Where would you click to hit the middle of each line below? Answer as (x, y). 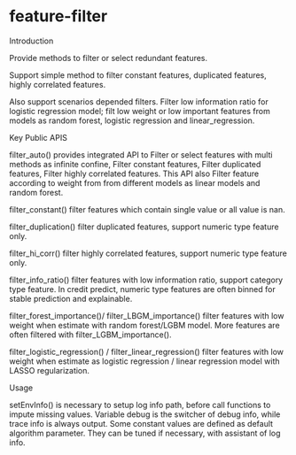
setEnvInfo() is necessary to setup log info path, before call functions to (140, 405)
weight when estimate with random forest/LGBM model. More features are (145, 325)
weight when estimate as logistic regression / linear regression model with (145, 361)
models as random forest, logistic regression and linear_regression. (132, 120)
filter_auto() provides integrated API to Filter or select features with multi (141, 154)
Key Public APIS (39, 137)
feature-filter (58, 16)
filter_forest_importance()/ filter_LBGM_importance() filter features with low (147, 315)
